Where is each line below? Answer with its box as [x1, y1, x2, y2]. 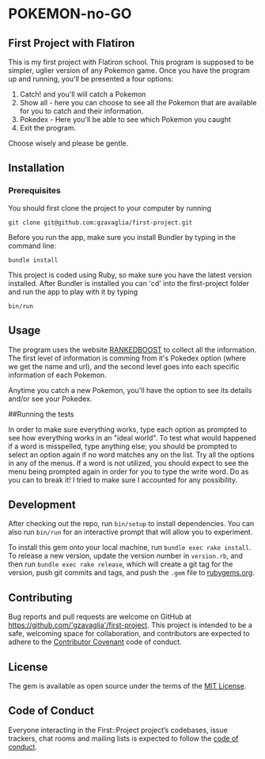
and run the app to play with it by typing [8, 287, 138, 296]
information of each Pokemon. [8, 370, 107, 379]
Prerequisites [8, 185, 61, 196]
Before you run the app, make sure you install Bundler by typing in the [8, 232, 236, 242]
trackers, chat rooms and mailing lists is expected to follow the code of [8, 734, 239, 743]
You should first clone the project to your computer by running [8, 203, 212, 212]
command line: [8, 241, 57, 250]
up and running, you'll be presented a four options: [8, 74, 174, 83]
